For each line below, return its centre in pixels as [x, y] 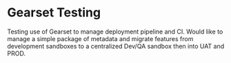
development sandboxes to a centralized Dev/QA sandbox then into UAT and [116, 46]
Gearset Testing [54, 13]
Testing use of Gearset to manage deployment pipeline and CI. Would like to [115, 32]
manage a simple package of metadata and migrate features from [100, 38]
